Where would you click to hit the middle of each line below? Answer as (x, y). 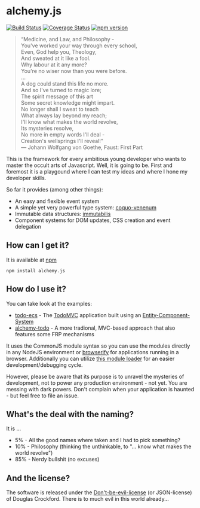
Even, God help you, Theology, (59, 51)
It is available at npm (31, 260)
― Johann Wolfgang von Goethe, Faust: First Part (82, 147)
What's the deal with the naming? (70, 414)
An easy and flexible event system (57, 201)
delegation (28, 226)
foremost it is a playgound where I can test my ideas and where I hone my (97, 171)
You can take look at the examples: (49, 303)
